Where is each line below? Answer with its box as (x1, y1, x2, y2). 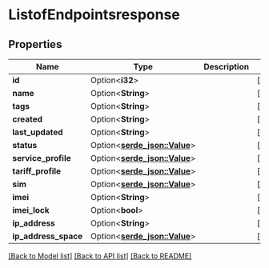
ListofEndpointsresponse (8, 6, 180, 24)
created (12, 114, 42, 125)
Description (203, 62, 250, 72)
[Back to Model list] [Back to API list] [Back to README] (8, 251, 192, 261)
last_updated (12, 126, 63, 138)
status (12, 140, 38, 150)
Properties (8, 38, 62, 51)
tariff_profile (12, 166, 62, 177)
